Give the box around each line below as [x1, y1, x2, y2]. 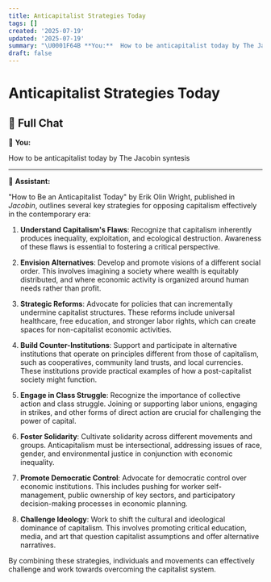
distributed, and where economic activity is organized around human [19, 275, 249, 284]
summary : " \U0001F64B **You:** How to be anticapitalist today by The [8, 42, 254, 50]
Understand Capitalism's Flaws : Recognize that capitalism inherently [19, 225, 252, 234]
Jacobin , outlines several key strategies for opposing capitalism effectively [8, 201, 257, 210]
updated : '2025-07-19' [8, 34, 85, 43]
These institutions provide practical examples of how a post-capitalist [19, 366, 252, 375]
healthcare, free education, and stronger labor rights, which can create [19, 316, 256, 325]
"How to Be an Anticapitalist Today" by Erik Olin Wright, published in [8, 192, 236, 202]
